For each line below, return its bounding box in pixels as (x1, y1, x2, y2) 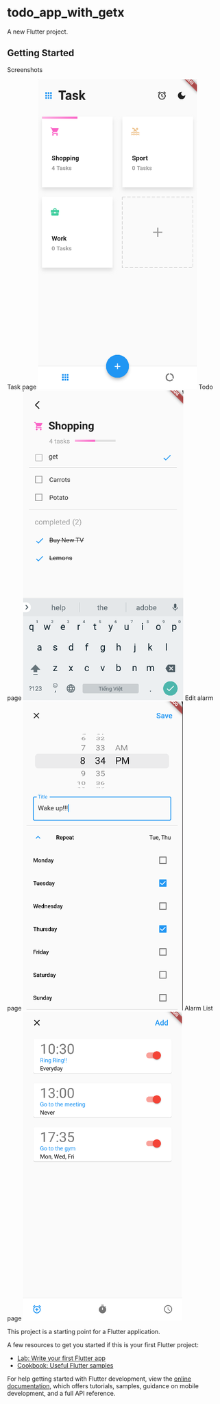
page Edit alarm (7, 694, 214, 702)
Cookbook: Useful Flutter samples (16, 1361, 114, 1369)
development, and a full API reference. (7, 1389, 116, 1397)
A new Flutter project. (7, 27, 69, 36)
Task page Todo (7, 383, 214, 391)
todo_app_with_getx (7, 5, 125, 21)
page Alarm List (7, 1004, 214, 1012)
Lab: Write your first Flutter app (16, 1354, 106, 1362)
